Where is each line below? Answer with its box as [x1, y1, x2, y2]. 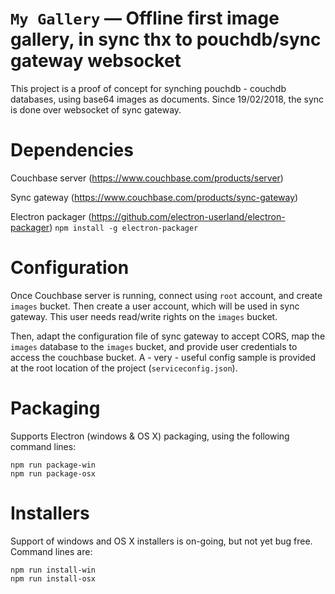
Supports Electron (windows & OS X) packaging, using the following [10, 430, 290, 442]
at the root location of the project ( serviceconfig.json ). [10, 362, 238, 374]
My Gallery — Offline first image [10, 7, 280, 30]
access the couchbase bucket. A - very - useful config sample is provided [10, 351, 317, 363]
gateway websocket [10, 50, 182, 72]
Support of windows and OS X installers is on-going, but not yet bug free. [10, 535, 313, 547]
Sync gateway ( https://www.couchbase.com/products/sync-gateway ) [10, 191, 299, 203]
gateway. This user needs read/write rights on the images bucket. [10, 310, 278, 322]
